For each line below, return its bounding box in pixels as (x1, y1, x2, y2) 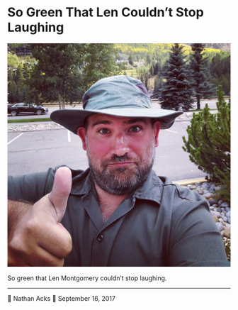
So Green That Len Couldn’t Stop (7, 4, 204, 21)
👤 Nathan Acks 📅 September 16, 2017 (7, 294, 115, 302)
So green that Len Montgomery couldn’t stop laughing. (7, 274, 167, 282)
